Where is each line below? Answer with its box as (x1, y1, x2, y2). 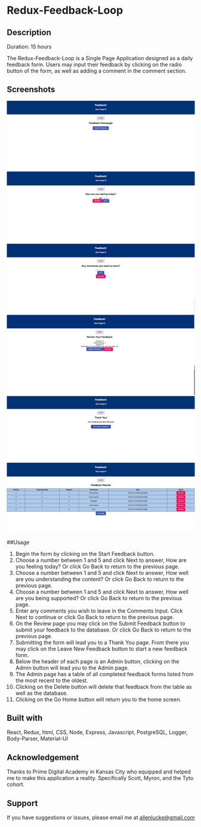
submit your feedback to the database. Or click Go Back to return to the (15, 626, 191, 633)
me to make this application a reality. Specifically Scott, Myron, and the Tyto (7, 775, 194, 782)
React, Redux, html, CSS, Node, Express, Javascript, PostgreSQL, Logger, (7, 729, 188, 736)
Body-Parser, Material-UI (7, 735, 68, 742)
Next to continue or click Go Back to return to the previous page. (15, 613, 175, 620)
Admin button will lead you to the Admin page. (15, 664, 129, 671)
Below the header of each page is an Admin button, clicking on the (15, 658, 180, 665)
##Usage (7, 539, 30, 546)
